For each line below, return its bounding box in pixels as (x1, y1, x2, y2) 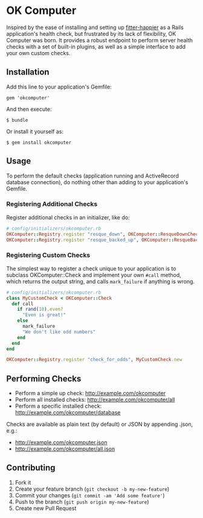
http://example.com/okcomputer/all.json (14, 445, 115, 453)
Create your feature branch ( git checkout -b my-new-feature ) (14, 485, 170, 493)
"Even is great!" (22, 312, 66, 318)
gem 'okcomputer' (6, 95, 50, 101)
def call (11, 301, 34, 307)
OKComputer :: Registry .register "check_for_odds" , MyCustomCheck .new (6, 357, 182, 363)
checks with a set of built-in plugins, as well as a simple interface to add (6, 43, 186, 50)
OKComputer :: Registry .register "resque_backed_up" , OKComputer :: (6, 237, 174, 243)
